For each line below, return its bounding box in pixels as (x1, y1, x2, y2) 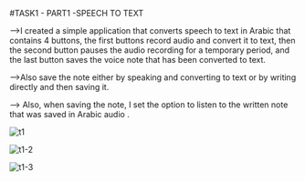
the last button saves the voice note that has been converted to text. (9, 55, 267, 65)
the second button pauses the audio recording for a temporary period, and (9, 45, 290, 55)
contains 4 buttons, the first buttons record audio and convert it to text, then (9, 35, 296, 45)
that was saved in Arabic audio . (9, 109, 130, 119)
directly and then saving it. (9, 82, 110, 92)
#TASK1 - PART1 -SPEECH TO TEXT (9, 8, 144, 18)
